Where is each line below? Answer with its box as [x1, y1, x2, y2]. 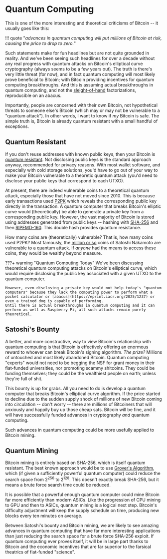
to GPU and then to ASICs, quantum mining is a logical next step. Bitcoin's [5, 502, 157, 508]
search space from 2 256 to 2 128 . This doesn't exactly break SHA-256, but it [5, 476, 159, 483]
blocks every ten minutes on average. [5, 513, 83, 519]
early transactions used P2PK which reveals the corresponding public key [5, 198, 157, 204]
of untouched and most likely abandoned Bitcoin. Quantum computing [5, 354, 150, 360]
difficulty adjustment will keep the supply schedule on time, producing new [5, 508, 160, 514]
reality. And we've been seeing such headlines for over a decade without [5, 55, 155, 61]
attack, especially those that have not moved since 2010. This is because [5, 192, 156, 198]
